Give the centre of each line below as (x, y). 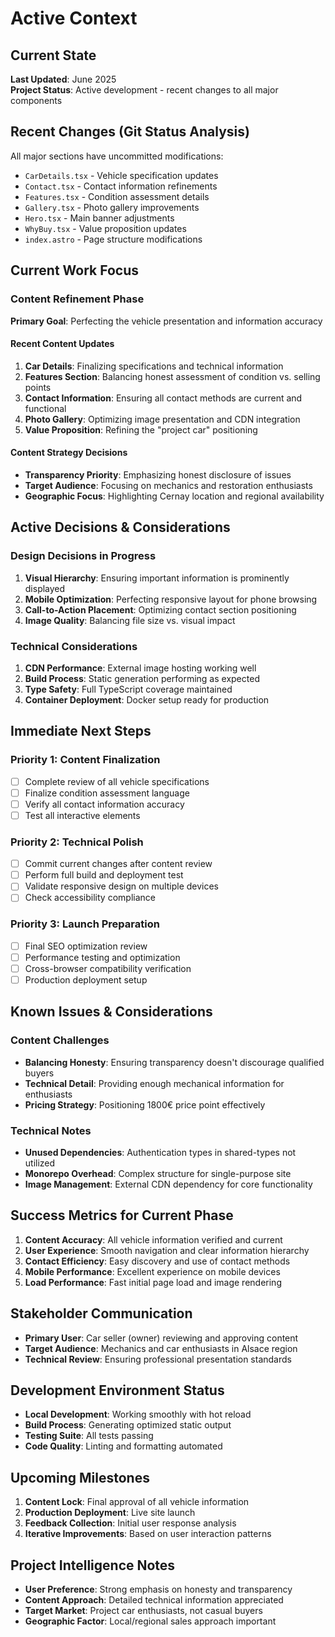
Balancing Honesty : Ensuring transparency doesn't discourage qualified (174, 1062)
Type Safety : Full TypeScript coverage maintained (128, 689)
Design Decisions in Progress (83, 556)
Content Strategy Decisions (69, 453)
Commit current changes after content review (118, 864)
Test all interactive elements (82, 815)
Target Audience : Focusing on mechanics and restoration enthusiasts (168, 485)
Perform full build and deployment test (104, 875)
